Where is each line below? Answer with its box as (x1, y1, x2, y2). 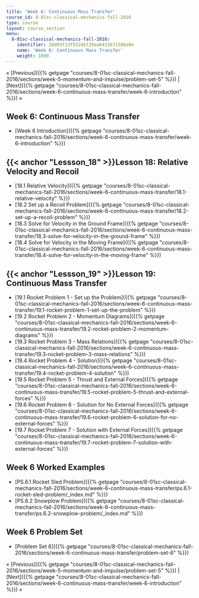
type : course (6, 20, 39, 26)
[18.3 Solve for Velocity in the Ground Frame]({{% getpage (14, 220, 159, 227)
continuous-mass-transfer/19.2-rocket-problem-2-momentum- (14, 325, 169, 333)
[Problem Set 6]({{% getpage (14, 543, 87, 550)
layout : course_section (6, 25, 65, 31)
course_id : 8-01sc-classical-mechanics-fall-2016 (6, 14, 132, 20)
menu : (6, 31, 20, 37)
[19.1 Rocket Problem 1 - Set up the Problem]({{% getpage (14, 294, 156, 301)
